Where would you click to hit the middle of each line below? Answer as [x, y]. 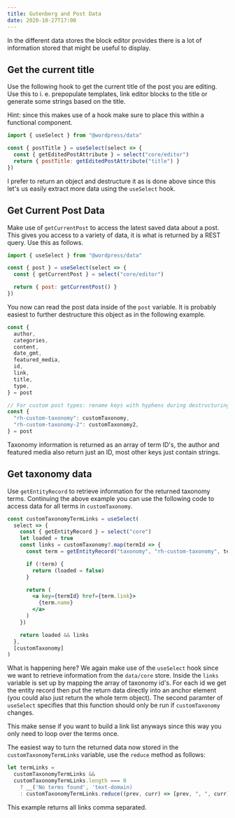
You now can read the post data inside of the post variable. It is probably [112, 307]
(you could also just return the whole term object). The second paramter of [115, 698]
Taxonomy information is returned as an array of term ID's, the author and [114, 444]
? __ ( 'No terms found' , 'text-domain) [76, 787]
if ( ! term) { [45, 564]
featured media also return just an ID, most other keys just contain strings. [114, 452]
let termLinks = [31, 768]
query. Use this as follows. [45, 242]
